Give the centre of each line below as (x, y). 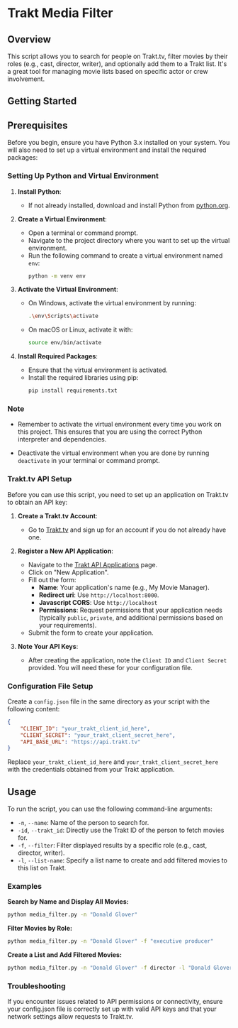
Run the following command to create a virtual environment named (125, 255)
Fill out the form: (52, 579)
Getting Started (42, 101)
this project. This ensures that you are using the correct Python (110, 432)
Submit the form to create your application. (91, 633)
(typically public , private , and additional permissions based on (131, 617)
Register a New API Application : (65, 551)
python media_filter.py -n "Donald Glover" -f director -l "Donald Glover (120, 968)
